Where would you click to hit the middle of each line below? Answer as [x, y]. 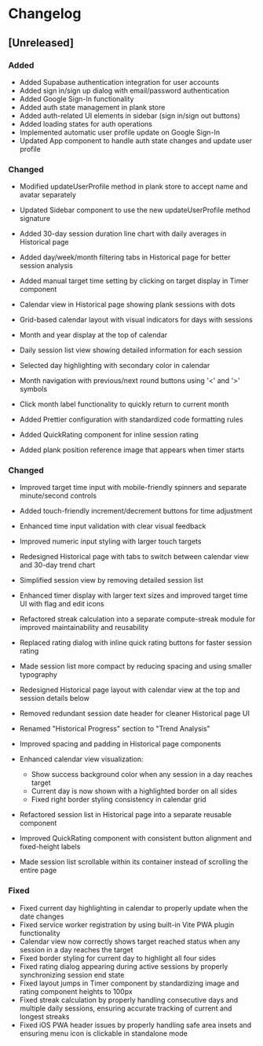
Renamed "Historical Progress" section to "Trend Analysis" [115, 729]
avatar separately [48, 195]
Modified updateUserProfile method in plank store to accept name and [133, 186]
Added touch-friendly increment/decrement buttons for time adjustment [136, 511]
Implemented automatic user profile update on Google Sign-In [120, 132]
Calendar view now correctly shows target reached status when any [130, 941]
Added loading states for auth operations [86, 123]
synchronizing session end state [72, 974]
